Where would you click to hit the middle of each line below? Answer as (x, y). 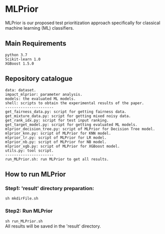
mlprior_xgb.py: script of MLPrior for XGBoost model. (63, 146)
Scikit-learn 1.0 (23, 59)
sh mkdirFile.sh (22, 198)
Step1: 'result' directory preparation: (50, 188)
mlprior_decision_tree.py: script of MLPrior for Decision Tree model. (80, 129)
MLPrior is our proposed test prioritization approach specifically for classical (83, 23)
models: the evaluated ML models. (41, 99)
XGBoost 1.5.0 (20, 63)
